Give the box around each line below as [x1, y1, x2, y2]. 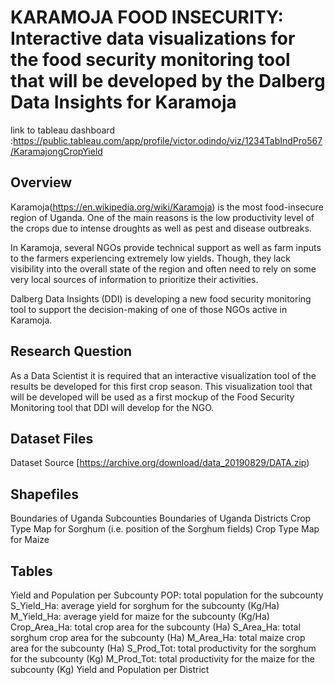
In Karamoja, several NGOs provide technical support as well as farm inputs [10, 241, 322, 253]
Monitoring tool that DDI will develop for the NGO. [10, 401, 215, 413]
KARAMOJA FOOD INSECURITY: [10, 6, 284, 29]
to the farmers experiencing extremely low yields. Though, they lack [10, 252, 291, 264]
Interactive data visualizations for [10, 27, 296, 50]
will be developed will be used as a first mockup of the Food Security [10, 391, 295, 403]
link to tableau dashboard [10, 124, 115, 136]
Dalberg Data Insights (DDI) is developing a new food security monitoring [10, 292, 312, 305]
